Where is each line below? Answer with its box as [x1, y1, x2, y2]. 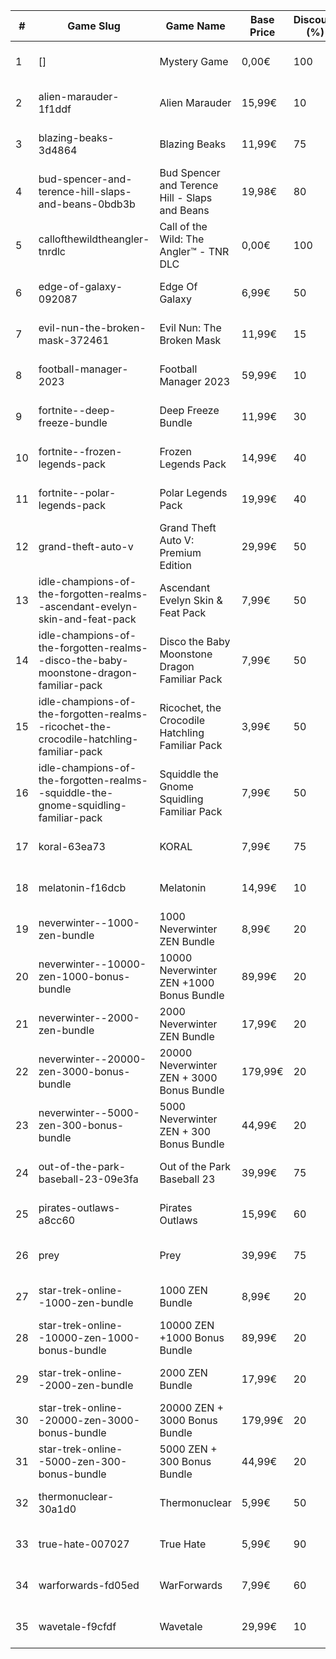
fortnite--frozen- [38, 445, 123, 458]
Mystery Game [159, 55, 229, 68]
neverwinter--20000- [38, 1052, 147, 1066]
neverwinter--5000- [38, 1106, 140, 1119]
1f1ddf [38, 102, 72, 116]
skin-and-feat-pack [38, 612, 137, 626]
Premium [159, 546, 202, 559]
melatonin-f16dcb [38, 881, 127, 894]
